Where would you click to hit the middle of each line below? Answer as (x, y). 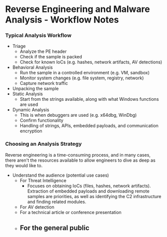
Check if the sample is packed (51, 57)
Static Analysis (28, 94)
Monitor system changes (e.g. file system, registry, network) (82, 78)
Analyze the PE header (43, 51)
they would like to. (24, 165)
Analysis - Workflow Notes (62, 20)
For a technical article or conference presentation (71, 212)
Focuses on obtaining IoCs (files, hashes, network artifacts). (89, 186)
